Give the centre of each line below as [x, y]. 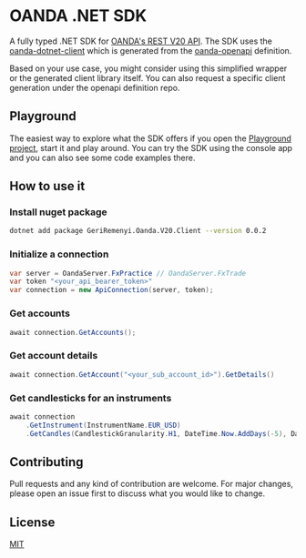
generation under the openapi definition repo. [95, 87]
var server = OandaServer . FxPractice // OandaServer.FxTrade [128, 273]
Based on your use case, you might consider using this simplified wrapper [148, 68]
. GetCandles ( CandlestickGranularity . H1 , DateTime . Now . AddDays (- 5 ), [156, 433]
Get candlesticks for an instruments [91, 398]
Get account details [54, 356]
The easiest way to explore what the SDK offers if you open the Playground [150, 138]
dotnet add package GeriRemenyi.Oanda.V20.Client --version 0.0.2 [138, 231]
